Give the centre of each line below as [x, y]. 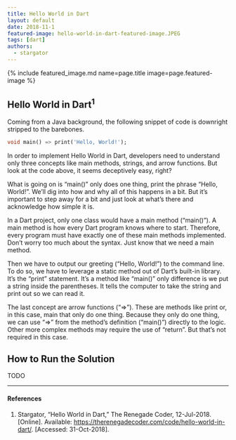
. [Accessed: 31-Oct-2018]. [70, 429]
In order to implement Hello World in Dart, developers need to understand [113, 155]
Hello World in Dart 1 [51, 104]
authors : [20, 46]
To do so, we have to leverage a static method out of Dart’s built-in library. [114, 271]
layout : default [31, 20]
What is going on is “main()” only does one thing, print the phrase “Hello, [112, 184]
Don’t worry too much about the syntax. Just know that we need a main [111, 242]
